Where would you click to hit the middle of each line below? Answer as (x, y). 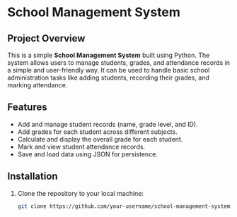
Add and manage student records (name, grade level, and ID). (108, 124)
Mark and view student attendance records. (81, 147)
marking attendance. (37, 85)
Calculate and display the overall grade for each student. (100, 139)
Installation (33, 176)
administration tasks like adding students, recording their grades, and (109, 77)
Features (27, 107)
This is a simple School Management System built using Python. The (109, 55)
